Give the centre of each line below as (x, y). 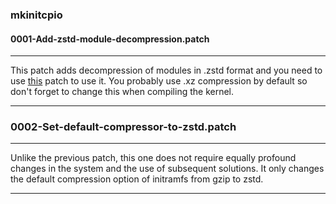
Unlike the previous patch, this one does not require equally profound (153, 158)
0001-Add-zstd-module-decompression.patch (110, 39)
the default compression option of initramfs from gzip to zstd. (137, 179)
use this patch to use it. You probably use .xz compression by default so (159, 81)
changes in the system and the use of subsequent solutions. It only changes (167, 169)
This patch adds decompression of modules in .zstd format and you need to (166, 70)
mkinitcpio (36, 15)
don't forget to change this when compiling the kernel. (122, 92)
